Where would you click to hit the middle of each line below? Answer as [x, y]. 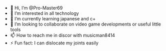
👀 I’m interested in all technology [44, 13]
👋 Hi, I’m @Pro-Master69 [36, 8]
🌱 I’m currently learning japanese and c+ [53, 19]
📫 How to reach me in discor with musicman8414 [63, 35]
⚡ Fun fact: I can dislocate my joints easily [54, 43]
